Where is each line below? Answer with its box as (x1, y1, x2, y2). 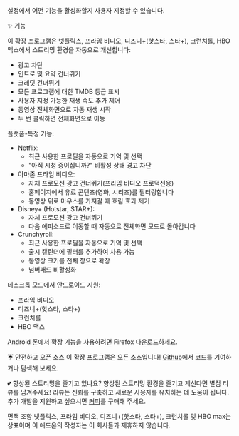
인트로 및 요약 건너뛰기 (17, 70, 81, 78)
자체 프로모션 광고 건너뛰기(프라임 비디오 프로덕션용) (28, 179, 174, 187)
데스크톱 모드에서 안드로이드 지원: (7, 280, 101, 289)
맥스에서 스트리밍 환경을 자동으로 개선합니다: (7, 46, 132, 54)
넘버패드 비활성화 (28, 265, 77, 273)
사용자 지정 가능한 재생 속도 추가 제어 (17, 96, 121, 105)
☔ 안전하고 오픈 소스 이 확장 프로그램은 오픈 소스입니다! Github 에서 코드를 (7, 353, 213, 361)
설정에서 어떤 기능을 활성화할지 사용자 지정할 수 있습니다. (7, 6, 165, 14)
